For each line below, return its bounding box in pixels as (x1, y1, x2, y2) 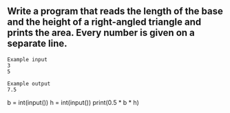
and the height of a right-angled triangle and (7, 17, 202, 28)
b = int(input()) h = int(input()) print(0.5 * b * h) (7, 98, 140, 106)
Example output (7, 80, 51, 87)
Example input (7, 56, 48, 63)
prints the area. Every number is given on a (7, 27, 195, 39)
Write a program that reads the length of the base (7, 6, 224, 17)
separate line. (7, 38, 67, 50)
